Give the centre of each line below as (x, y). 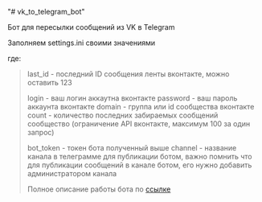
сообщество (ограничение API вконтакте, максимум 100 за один (139, 124)
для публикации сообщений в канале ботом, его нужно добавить (139, 165)
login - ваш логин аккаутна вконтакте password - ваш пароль (132, 98)
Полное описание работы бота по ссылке (99, 189)
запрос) (41, 132)
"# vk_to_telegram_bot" (46, 12)
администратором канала (72, 173)
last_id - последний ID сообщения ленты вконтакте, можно (128, 74)
